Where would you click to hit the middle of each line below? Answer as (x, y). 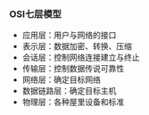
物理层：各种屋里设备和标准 (73, 102)
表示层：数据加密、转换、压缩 (77, 46)
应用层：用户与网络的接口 (69, 35)
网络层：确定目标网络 (61, 80)
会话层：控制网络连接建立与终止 (81, 57)
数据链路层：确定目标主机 (69, 91)
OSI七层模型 (36, 13)
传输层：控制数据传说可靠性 (73, 69)
